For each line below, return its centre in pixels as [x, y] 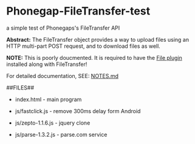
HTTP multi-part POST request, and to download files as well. [84, 46]
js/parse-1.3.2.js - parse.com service [61, 134]
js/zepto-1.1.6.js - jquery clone [53, 123]
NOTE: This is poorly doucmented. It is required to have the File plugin [94, 57]
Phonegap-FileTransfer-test [78, 11]
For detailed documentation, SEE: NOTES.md [62, 76]
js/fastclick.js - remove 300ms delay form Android [78, 111]
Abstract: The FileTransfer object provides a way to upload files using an [98, 39]
